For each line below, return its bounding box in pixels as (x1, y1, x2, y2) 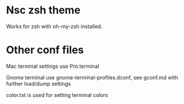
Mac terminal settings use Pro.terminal (6, 63, 100, 70)
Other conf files (6, 43, 84, 57)
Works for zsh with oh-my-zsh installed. (6, 23, 103, 30)
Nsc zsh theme (6, 4, 81, 17)
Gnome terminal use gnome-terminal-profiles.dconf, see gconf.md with (6, 74, 179, 81)
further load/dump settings (6, 80, 71, 87)
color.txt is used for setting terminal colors (6, 91, 108, 98)
